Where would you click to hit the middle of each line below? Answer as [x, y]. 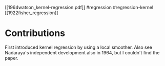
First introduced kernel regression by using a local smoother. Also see [78, 47]
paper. [12, 58]
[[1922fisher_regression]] [32, 13]
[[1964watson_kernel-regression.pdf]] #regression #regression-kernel [79, 7]
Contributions [35, 33]
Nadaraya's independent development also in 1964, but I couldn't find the [82, 52]
